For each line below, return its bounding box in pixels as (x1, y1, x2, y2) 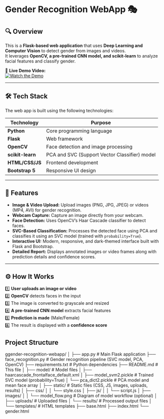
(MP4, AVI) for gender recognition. (12, 207, 82, 213)
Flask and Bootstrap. (12, 243, 54, 249)
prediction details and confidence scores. (12, 253, 96, 259)
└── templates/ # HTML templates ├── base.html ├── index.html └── (5, 403, 149, 409)
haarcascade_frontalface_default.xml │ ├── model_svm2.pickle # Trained (5, 372, 154, 378)
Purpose (91, 119, 111, 126)
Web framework (46, 135, 83, 142)
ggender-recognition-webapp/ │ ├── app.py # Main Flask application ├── (5, 351, 156, 357)
